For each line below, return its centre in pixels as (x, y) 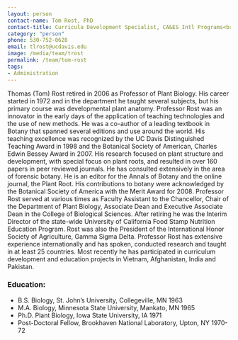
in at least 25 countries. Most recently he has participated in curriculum (112, 251)
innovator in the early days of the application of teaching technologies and (116, 116)
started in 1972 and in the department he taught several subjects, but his (113, 101)
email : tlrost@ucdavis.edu (47, 47)
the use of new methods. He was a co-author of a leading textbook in (109, 123)
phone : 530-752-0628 (38, 40)
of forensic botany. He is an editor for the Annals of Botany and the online (115, 176)
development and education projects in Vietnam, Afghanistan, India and (112, 259)
